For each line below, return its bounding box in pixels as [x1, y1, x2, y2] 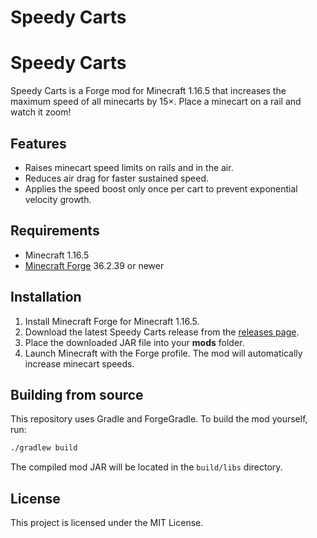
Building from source [10, 386, 144, 403]
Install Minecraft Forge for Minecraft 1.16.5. [24, 315, 200, 327]
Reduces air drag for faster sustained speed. [24, 172, 209, 184]
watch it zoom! [10, 106, 72, 118]
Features [10, 135, 67, 152]
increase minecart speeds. [24, 357, 135, 370]
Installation [10, 289, 82, 306]
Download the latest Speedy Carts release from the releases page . [24, 326, 300, 338]
